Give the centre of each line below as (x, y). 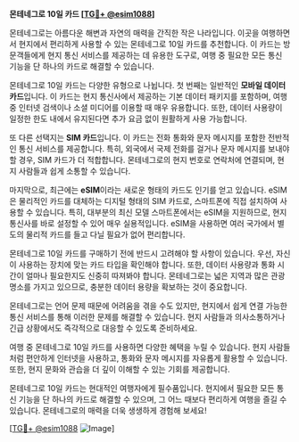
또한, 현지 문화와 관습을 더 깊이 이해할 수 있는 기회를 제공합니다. (120, 369)
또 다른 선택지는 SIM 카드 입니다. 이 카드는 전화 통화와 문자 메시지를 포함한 (137, 138)
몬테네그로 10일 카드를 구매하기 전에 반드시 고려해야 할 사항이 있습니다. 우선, (142, 254)
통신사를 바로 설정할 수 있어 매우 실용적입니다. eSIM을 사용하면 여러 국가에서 (142, 223)
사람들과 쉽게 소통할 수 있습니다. (75, 171)
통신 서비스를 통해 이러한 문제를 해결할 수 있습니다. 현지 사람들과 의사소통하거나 (147, 317)
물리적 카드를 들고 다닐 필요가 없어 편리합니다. (105, 234)
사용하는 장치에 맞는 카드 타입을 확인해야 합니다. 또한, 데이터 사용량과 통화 (147, 265)
